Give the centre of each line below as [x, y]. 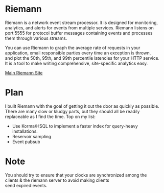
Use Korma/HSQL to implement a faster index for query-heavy [75, 126]
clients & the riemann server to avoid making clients [57, 180]
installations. [25, 131]
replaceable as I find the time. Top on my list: [50, 117]
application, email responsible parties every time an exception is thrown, [78, 53]
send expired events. [26, 185]
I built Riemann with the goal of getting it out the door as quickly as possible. [82, 106]
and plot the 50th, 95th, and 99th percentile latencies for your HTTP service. [82, 58]
